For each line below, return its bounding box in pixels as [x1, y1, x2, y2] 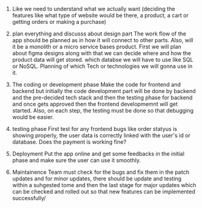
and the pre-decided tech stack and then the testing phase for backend [12, 94, 193, 101]
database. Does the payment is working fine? [12, 138, 127, 146]
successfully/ [12, 195, 46, 201]
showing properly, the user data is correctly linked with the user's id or [12, 132, 191, 139]
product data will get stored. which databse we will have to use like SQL [12, 56, 194, 63]
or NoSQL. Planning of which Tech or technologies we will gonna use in [12, 62, 193, 70]
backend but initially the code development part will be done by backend [12, 87, 196, 94]
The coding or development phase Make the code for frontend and [12, 81, 181, 88]
